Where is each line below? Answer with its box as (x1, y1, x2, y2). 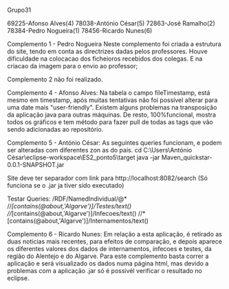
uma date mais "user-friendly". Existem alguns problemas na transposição (7, 103, 217, 111)
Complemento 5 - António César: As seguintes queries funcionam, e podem (7, 139, 222, 147)
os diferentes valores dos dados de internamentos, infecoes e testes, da (7, 245, 212, 252)
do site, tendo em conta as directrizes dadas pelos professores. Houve (7, 48, 208, 55)
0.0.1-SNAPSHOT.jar (7, 161, 65, 168)
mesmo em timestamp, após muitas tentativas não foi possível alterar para (7, 96, 218, 104)
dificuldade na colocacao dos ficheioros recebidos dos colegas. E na (7, 54, 203, 63)
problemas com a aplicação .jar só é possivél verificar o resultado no (7, 267, 203, 275)
